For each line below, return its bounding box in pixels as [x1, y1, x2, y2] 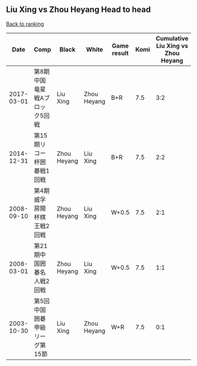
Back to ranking [6, 20, 44, 27]
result [112, 49, 129, 57]
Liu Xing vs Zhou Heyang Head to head [6, 5, 151, 15]
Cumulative [155, 34, 189, 42]
